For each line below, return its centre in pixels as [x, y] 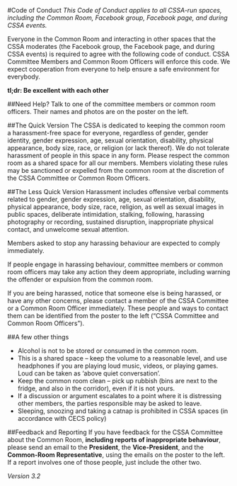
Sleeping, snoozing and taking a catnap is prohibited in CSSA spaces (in [123, 411]
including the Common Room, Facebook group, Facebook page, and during [117, 18]
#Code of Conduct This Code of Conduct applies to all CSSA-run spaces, [115, 10]
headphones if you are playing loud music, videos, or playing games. [118, 366]
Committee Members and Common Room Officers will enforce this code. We [119, 62]
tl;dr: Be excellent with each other [58, 90]
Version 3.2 [24, 476]
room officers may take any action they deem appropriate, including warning [119, 272]
